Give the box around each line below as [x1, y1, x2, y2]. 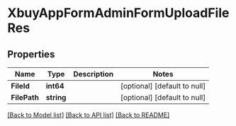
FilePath [11, 93, 39, 102]
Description [73, 69, 114, 79]
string [45, 93, 67, 102]
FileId [11, 81, 30, 91]
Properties [7, 48, 55, 60]
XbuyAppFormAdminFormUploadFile [7, 5, 230, 21]
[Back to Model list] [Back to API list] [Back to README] [7, 111, 170, 119]
